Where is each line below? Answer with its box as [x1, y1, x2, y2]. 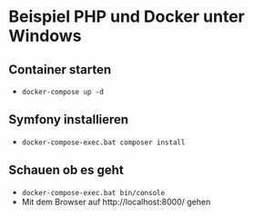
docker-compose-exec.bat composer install [21, 138, 186, 147]
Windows [8, 25, 82, 46]
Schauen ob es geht [8, 162, 124, 178]
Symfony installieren [8, 112, 129, 128]
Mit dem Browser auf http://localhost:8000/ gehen [21, 196, 211, 207]
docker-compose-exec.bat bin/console [21, 188, 166, 197]
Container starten [8, 62, 112, 77]
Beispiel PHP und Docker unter [8, 6, 245, 27]
